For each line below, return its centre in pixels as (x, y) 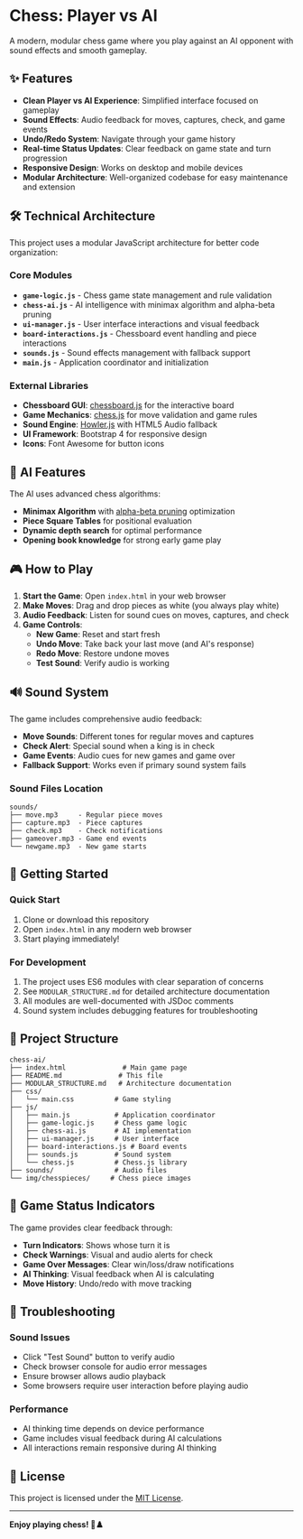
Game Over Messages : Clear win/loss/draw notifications (128, 1264)
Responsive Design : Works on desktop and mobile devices (133, 167)
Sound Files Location (56, 788)
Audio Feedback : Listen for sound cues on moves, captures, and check (156, 615)
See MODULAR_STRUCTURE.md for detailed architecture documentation (146, 991)
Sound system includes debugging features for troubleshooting (140, 1010)
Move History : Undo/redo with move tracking (107, 1284)
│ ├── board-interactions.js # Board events (98, 1146)
